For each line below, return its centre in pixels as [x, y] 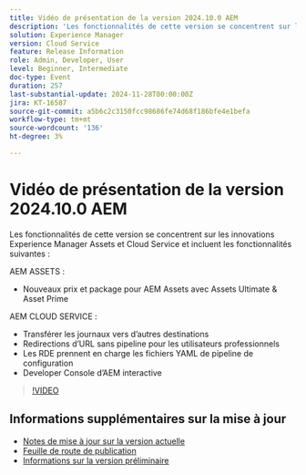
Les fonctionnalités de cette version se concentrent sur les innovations [142, 234]
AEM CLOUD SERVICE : [53, 316]
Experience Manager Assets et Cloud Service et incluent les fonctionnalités [151, 243]
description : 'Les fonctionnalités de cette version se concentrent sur [150, 26]
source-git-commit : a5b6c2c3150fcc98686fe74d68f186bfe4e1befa [130, 111]
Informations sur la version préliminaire [96, 460]
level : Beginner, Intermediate [69, 69]
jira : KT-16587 [38, 103]
